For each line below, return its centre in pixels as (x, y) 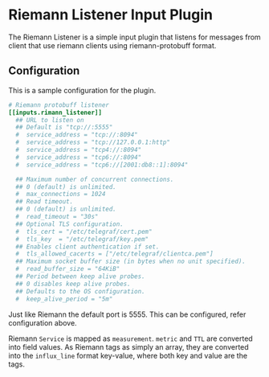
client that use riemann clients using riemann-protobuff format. (112, 45)
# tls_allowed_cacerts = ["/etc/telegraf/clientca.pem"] (115, 254)
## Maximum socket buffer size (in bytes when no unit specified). (131, 262)
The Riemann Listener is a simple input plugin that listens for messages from (134, 37)
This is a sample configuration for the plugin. (82, 90)
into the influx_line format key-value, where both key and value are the (128, 355)
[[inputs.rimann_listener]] (55, 113)
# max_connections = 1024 (61, 195)
